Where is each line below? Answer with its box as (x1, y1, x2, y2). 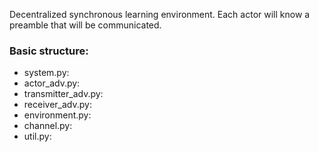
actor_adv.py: (23, 77, 81, 89)
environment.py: (23, 109, 92, 121)
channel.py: (23, 120, 73, 132)
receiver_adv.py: (23, 99, 92, 111)
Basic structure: (9, 44, 89, 58)
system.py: (23, 67, 70, 79)
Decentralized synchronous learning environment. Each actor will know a (9, 9, 311, 20)
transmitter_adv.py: (23, 88, 104, 100)
